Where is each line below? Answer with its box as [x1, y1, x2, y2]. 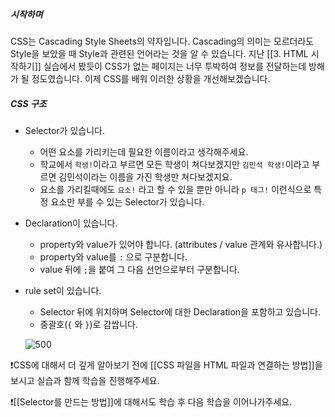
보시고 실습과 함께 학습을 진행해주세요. [10, 374, 160, 386]
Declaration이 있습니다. [24, 217, 118, 229]
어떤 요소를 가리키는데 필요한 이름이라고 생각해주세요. [39, 145, 249, 158]
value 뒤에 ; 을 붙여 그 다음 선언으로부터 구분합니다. [39, 263, 240, 275]
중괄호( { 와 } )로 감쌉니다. [39, 318, 138, 330]
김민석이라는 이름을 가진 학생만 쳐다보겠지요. [58, 170, 233, 183]
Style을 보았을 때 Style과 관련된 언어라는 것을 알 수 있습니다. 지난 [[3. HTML [10, 47, 309, 59]
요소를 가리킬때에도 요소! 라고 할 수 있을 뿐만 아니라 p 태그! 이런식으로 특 [39, 183, 323, 195]
